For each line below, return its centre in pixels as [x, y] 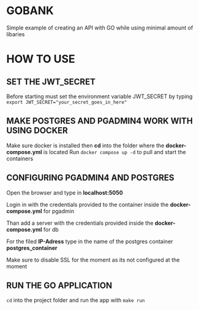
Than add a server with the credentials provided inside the [80, 223]
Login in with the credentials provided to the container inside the [88, 204]
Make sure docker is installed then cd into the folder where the [85, 145]
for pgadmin [59, 211]
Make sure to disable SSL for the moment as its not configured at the [93, 260]
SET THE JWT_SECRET [51, 81]
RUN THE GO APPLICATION [59, 285]
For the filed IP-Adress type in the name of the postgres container [90, 241]
